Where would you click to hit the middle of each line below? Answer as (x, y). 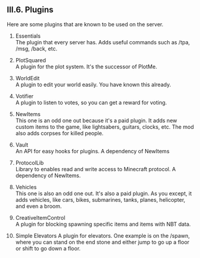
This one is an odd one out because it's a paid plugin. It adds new (96, 120)
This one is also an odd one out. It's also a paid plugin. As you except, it (104, 193)
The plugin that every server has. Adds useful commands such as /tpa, (103, 42)
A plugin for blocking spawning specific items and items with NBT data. (103, 224)
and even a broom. (39, 206)
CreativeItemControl (40, 217)
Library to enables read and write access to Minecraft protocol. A (96, 169)
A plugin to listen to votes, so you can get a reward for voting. (91, 102)
